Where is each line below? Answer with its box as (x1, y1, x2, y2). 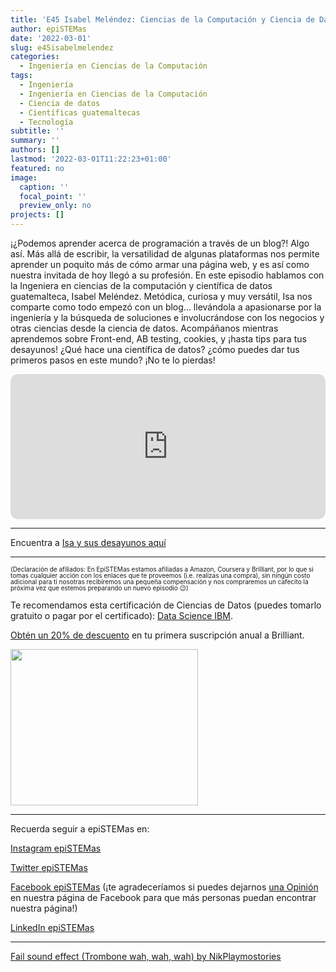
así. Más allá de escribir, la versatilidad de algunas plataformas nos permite (10, 248, 320, 260)
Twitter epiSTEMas (10, 862, 88, 873)
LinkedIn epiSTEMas (10, 922, 95, 933)
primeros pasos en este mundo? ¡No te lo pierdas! (10, 354, 216, 366)
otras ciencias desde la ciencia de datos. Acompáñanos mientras (10, 322, 279, 334)
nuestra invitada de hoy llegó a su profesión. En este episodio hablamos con (10, 269, 325, 281)
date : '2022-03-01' (10, 33, 92, 43)
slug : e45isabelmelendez (10, 42, 114, 53)
